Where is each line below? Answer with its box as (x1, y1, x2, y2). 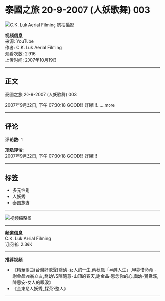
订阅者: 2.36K (5, 241, 33, 247)
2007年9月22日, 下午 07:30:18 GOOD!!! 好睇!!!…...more (5, 102, 115, 108)
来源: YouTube (5, 38, 34, 44)
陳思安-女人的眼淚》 (12, 279, 54, 285)
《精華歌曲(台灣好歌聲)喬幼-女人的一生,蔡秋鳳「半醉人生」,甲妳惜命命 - (12, 267, 157, 273)
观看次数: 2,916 (5, 50, 36, 57)
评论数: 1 (5, 136, 23, 142)
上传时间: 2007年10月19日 (5, 57, 57, 63)
